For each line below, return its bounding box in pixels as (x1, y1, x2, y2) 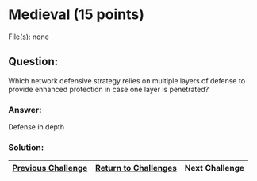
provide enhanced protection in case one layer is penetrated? (8, 84, 209, 94)
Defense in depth (8, 122, 65, 132)
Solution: (8, 141, 44, 152)
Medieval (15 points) (8, 6, 144, 24)
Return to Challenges (94, 163, 177, 174)
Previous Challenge (12, 163, 88, 174)
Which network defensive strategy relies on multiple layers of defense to (8, 75, 246, 85)
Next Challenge (184, 163, 244, 174)
